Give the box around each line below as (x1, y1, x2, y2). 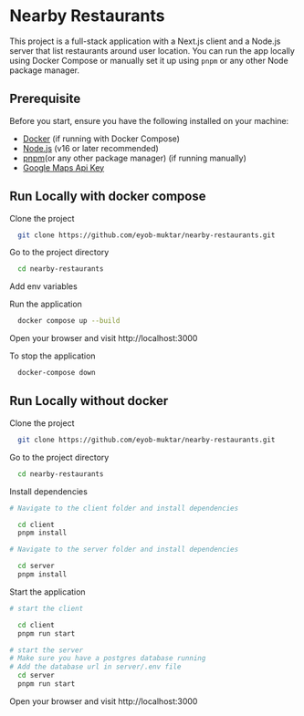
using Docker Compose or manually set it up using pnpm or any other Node (9, 55, 289, 66)
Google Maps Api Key (22, 161, 105, 173)
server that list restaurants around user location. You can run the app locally (9, 45, 295, 56)
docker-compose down (17, 368, 96, 378)
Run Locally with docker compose (9, 189, 206, 204)
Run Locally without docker (9, 393, 169, 409)
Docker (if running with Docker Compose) (22, 133, 181, 144)
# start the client (9, 604, 84, 613)
